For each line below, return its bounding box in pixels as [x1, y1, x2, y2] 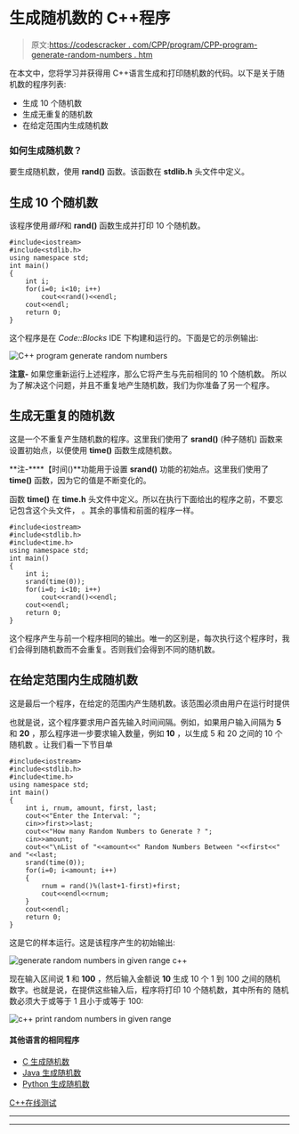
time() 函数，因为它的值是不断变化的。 [9, 474, 151, 485]
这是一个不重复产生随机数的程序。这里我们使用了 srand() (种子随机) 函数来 [9, 433, 283, 444]
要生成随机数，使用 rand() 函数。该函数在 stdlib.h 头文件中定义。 [9, 166, 249, 177]
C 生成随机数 [21, 1056, 69, 1066]
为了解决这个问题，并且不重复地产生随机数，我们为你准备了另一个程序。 [9, 380, 274, 391]
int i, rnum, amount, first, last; [25, 803, 158, 813]
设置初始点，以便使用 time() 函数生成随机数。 [9, 444, 177, 455]
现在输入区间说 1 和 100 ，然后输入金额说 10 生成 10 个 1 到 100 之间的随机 [9, 973, 281, 984]
